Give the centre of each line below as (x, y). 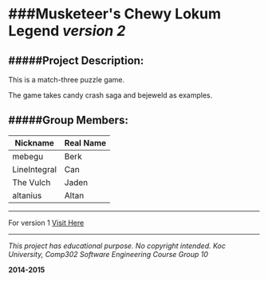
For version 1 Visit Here (46, 223)
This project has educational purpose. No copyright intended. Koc (117, 246)
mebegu (28, 156)
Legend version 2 (67, 31)
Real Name (85, 143)
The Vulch (32, 183)
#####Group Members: (69, 120)
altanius (27, 195)
